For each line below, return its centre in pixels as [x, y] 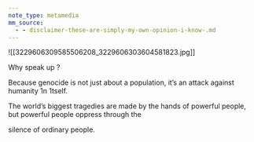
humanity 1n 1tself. [38, 91]
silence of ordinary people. [52, 129]
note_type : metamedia [44, 15]
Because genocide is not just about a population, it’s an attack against [121, 82]
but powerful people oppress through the [75, 115]
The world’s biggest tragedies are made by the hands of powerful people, [127, 106]
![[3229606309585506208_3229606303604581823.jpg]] [102, 53]
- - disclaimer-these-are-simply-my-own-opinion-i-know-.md [116, 30]
